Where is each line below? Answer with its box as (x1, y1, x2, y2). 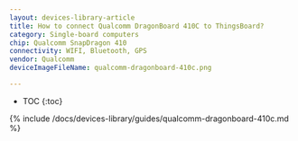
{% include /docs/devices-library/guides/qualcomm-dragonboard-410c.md (9, 113, 289, 124)
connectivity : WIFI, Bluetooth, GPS (9, 47, 147, 56)
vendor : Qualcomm (9, 55, 75, 64)
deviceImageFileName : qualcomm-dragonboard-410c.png (9, 64, 212, 73)
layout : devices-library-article (9, 13, 135, 22)
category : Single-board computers (9, 30, 140, 39)
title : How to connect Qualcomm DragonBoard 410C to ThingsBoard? (9, 22, 265, 31)
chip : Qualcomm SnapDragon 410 (9, 38, 127, 48)
